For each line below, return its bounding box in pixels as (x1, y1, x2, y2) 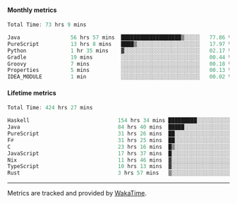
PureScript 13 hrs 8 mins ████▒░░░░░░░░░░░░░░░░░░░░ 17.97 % (7, 40, 232, 47)
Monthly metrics (7, 6, 57, 14)
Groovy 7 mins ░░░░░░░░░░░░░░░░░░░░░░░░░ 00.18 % (7, 60, 232, 67)
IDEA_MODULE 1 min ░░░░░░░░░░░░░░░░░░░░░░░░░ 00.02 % (7, 73, 232, 80)
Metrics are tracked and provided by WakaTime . (7, 189, 147, 198)
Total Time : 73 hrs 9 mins (7, 21, 87, 28)
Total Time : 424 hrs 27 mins (7, 104, 93, 112)
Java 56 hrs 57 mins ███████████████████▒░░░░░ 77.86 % (7, 34, 232, 42)
